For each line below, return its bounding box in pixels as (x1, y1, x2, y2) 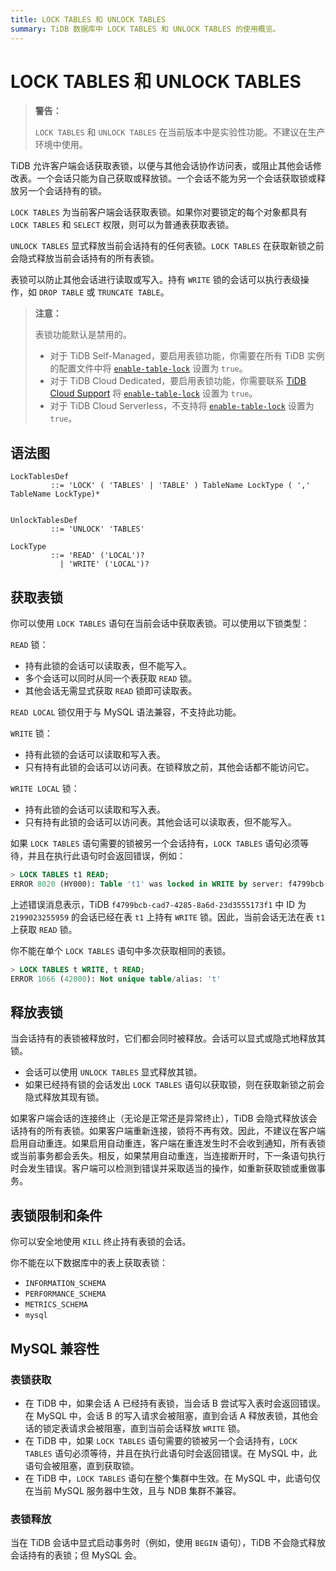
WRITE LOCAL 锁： (10, 782, 80, 795)
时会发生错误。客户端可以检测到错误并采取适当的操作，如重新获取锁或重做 (10, 1162, 317, 1175)
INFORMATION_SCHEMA (24, 1279, 107, 1289)
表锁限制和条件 (10, 1207, 103, 1224)
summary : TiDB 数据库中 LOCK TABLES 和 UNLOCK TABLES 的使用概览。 (10, 24, 281, 34)
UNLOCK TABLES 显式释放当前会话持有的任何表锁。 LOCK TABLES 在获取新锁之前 (10, 240, 325, 252)
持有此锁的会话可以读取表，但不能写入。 (24, 660, 192, 672)
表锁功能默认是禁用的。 (34, 329, 132, 341)
